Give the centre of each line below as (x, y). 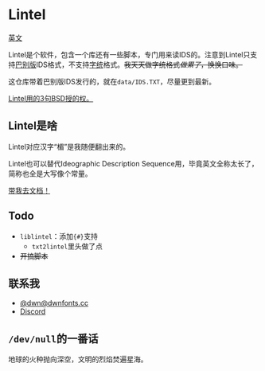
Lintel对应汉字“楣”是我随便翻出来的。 (69, 146)
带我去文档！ (29, 190)
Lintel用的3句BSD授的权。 (51, 98)
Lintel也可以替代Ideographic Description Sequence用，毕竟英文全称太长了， (133, 163)
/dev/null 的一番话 (53, 339)
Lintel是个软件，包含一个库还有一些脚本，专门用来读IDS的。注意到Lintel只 (129, 54)
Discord (33, 311)
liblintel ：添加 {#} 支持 (58, 236)
